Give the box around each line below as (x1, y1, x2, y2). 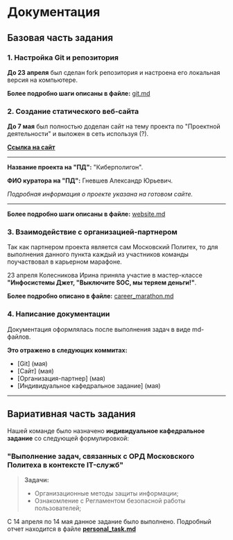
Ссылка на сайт (7, 143, 55, 151)
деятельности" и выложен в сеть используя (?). (7, 130, 149, 138)
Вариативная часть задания (7, 408, 136, 420)
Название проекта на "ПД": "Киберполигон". (7, 163, 144, 171)
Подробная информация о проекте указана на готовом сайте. (7, 190, 193, 199)
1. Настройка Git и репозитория (7, 53, 119, 62)
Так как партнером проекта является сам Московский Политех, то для (7, 243, 218, 251)
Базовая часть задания (7, 32, 113, 44)
